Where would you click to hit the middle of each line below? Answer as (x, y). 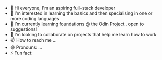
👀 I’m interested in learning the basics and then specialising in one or (81, 13)
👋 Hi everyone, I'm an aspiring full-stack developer (63, 8)
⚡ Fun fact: (21, 53)
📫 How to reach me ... (33, 40)
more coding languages (34, 18)
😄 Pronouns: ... (26, 47)
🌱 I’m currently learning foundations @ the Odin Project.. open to (77, 24)
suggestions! (23, 29)
